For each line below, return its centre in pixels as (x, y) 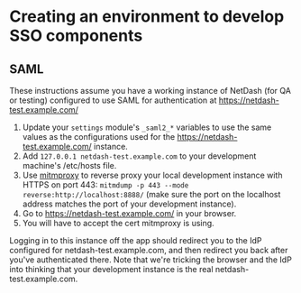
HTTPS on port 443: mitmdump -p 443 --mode (105, 185)
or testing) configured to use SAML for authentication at (113, 100)
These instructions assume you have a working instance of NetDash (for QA (150, 91)
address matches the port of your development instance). (129, 204)
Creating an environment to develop (147, 17)
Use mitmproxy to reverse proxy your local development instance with (152, 175)
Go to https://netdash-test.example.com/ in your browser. (129, 213)
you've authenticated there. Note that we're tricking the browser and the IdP (151, 260)
